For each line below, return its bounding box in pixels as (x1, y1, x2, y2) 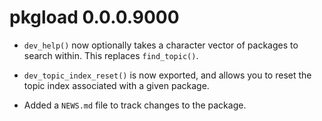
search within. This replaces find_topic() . (23, 49, 199, 61)
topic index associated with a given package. (23, 79, 210, 91)
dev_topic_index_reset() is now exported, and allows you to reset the (23, 69, 312, 81)
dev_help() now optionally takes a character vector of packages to (23, 39, 299, 51)
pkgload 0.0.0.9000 (9, 6, 180, 29)
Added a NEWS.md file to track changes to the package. (23, 99, 247, 111)
